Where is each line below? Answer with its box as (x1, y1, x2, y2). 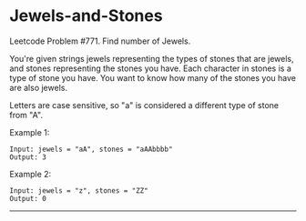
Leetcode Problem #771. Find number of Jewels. (9, 35, 191, 46)
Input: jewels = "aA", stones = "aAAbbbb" (9, 145, 173, 154)
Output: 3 (9, 152, 47, 162)
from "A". (9, 109, 44, 120)
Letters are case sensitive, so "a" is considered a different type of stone (9, 99, 280, 110)
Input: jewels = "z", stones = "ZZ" (9, 186, 148, 196)
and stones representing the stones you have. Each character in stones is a (9, 63, 291, 74)
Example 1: (9, 126, 50, 137)
